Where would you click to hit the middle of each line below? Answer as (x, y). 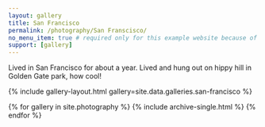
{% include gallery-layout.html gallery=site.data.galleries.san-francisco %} (130, 91)
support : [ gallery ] (40, 45)
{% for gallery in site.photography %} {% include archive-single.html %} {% (132, 107)
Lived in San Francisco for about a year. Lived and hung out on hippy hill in (130, 67)
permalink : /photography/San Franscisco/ (78, 30)
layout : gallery (35, 15)
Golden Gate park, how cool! (55, 76)
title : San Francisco (44, 23)
